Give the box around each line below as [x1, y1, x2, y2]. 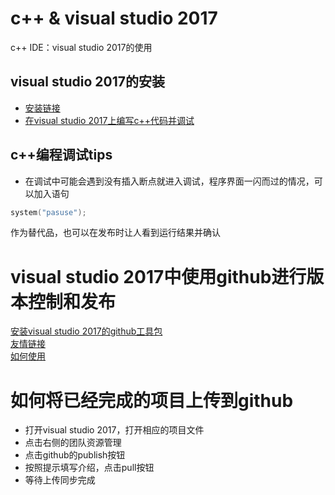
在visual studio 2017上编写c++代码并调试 [24, 114, 195, 126]
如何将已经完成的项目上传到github [10, 389, 294, 412]
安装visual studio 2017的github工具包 [10, 325, 163, 337]
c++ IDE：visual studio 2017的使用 [10, 41, 153, 53]
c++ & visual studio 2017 [10, 7, 218, 30]
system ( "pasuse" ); [10, 207, 87, 217]
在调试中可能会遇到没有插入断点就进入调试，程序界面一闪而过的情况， [24, 175, 315, 187]
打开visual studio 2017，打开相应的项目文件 [24, 424, 205, 436]
